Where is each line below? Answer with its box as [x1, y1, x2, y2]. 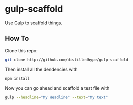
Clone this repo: [5, 47, 38, 53]
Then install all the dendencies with [5, 66, 78, 72]
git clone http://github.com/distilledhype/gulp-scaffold [5, 57, 128, 62]
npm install [5, 76, 30, 81]
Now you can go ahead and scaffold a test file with [5, 85, 110, 91]
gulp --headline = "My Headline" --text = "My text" [5, 95, 108, 100]
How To [5, 34, 29, 43]
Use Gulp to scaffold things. [5, 20, 62, 26]
